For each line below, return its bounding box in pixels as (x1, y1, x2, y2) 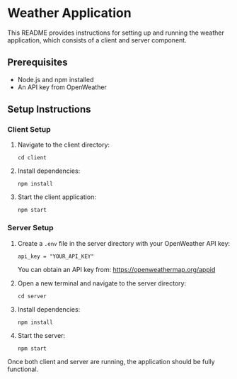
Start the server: (17, 331, 66, 339)
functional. (7, 365, 39, 373)
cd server (17, 293, 47, 300)
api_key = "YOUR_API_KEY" (17, 253, 94, 260)
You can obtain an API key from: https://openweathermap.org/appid (17, 265, 216, 273)
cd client (17, 154, 47, 162)
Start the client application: (17, 193, 97, 201)
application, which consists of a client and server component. (7, 35, 187, 44)
